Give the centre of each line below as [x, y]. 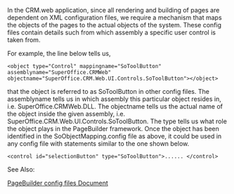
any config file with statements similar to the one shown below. [98, 144]
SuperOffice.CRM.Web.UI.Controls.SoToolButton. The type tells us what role [117, 121]
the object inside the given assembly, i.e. [66, 114]
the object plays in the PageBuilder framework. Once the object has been [113, 129]
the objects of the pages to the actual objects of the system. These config [115, 25]
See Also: [21, 169]
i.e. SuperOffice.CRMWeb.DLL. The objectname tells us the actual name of [115, 106]
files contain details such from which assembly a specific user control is [112, 32]
